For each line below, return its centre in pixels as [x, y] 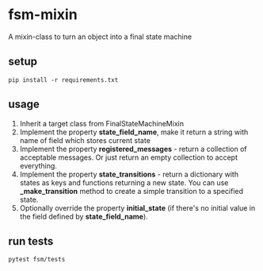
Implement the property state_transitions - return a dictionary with [129, 174]
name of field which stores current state [85, 140]
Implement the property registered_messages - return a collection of [133, 149]
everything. [38, 165]
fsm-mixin [43, 15]
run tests [31, 241]
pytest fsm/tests [37, 260]
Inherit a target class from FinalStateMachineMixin [102, 123]
